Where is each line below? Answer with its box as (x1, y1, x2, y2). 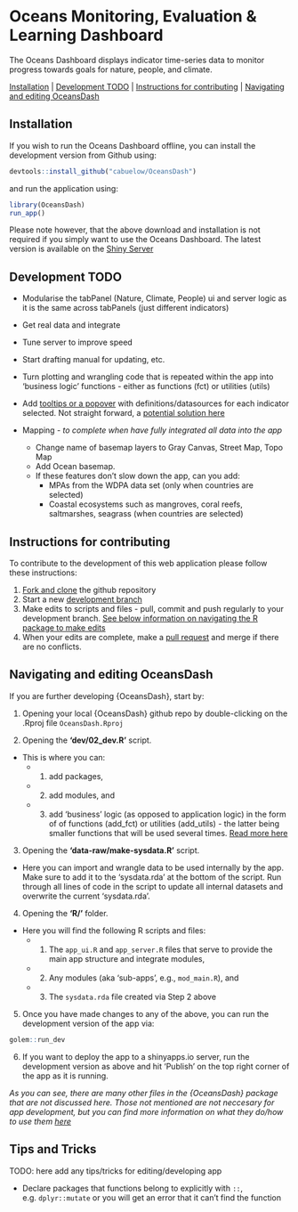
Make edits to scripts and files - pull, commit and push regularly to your (21, 604, 285, 614)
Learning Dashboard (9, 25, 164, 45)
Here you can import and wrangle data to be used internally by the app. (21, 862, 285, 873)
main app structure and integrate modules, (48, 953, 205, 964)
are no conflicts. (21, 641, 82, 652)
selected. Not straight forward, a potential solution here (21, 408, 225, 419)
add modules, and (48, 790, 116, 801)
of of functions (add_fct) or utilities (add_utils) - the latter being (48, 817, 280, 829)
